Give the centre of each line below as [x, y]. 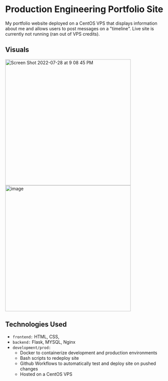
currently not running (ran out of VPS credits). [53, 34]
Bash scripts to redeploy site [49, 358]
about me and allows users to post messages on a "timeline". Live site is [80, 28]
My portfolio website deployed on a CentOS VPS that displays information [81, 23]
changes [29, 368]
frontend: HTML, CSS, [36, 337]
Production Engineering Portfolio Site [84, 9]
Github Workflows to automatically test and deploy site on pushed [88, 363]
